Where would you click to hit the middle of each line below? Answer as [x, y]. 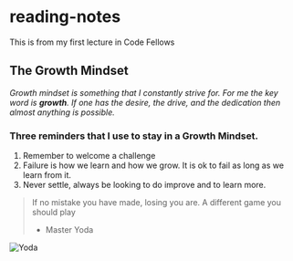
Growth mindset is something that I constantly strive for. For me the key [144, 92]
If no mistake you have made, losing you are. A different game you [156, 203]
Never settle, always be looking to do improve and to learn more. [144, 185]
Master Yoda [69, 230]
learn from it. [47, 175]
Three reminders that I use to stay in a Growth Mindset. [134, 136]
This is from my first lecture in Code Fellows [92, 42]
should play [53, 213]
